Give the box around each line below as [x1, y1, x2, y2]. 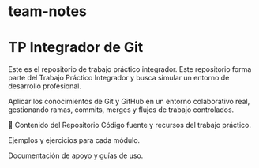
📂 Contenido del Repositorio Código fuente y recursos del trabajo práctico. [8, 121, 251, 130]
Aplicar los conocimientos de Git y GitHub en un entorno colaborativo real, [8, 97, 250, 106]
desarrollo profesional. [8, 81, 81, 91]
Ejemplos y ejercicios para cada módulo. [8, 136, 141, 145]
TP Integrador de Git [8, 39, 144, 57]
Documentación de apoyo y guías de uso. [8, 151, 144, 160]
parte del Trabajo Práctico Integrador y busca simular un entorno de [8, 73, 230, 83]
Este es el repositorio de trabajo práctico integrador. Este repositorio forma [8, 65, 252, 74]
